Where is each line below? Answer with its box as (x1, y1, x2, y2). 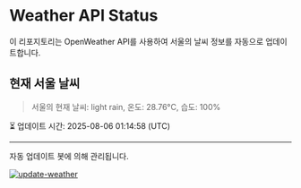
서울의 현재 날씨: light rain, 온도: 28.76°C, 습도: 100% (30, 101, 221, 112)
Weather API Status (9, 5, 159, 26)
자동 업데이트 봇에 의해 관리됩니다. (9, 150, 129, 161)
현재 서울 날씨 (9, 76, 81, 91)
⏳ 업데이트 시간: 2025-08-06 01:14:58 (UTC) (9, 120, 171, 131)
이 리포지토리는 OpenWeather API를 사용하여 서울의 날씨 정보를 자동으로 (9, 36, 264, 47)
